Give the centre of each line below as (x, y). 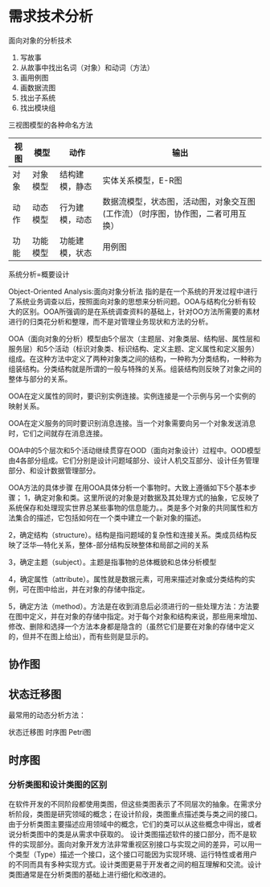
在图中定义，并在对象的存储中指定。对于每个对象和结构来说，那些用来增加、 (135, 616)
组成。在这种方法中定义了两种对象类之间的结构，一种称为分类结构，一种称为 (135, 358)
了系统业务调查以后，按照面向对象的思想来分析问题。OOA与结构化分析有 (129, 301)
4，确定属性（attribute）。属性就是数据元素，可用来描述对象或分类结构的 (129, 579)
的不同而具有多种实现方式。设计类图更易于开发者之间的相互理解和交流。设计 (135, 864)
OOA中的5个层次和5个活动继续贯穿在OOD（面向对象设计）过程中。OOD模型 (135, 450)
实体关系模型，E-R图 (142, 180)
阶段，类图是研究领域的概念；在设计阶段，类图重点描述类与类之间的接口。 (138, 814)
